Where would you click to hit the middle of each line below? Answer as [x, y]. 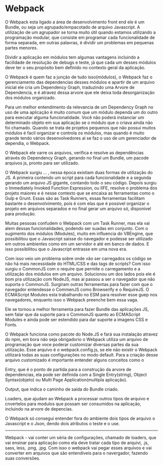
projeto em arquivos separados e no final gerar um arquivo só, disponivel [78, 208]
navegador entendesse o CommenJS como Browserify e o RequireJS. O [77, 289]
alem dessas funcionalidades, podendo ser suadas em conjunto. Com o [77, 228]
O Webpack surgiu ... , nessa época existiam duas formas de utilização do [79, 172]
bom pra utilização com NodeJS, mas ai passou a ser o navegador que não [80, 279]
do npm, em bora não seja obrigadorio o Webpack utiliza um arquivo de [77, 339]
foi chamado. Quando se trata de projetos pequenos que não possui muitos [81, 127]
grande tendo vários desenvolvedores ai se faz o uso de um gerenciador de [81, 138]
